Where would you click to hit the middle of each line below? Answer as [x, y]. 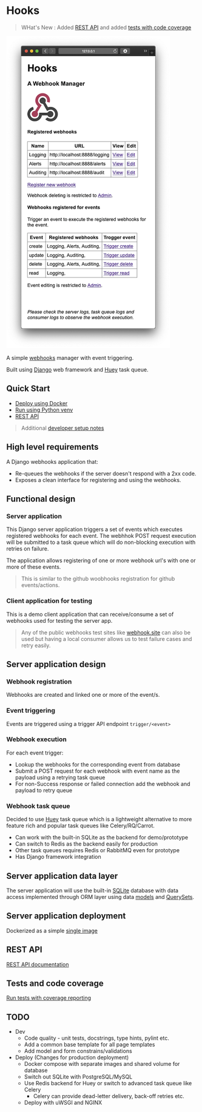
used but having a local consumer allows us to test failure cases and [106, 639]
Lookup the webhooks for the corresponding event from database [98, 764]
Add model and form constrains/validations [78, 1051]
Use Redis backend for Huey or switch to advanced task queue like [108, 1083]
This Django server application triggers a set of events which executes [95, 529]
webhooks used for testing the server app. [59, 620]
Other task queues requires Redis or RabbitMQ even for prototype [97, 850]
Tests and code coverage [55, 983]
